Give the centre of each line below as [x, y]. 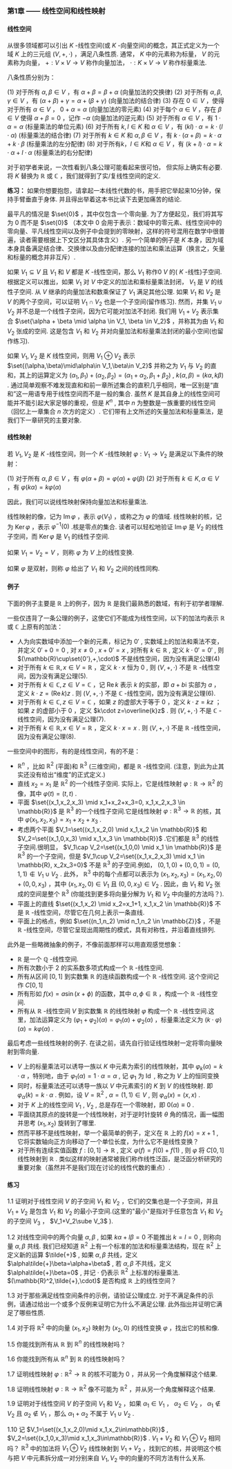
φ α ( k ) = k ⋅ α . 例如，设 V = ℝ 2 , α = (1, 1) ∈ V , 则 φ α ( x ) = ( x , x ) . [108, 1095]
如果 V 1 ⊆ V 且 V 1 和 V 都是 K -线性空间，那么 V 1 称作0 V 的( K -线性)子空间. [115, 272]
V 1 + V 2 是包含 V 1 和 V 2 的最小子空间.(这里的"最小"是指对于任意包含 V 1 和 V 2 [115, 1212]
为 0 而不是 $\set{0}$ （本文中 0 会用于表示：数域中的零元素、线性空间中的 [115, 223]
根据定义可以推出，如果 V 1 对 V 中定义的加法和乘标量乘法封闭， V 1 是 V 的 [112, 283]
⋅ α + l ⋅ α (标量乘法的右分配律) [50, 153]
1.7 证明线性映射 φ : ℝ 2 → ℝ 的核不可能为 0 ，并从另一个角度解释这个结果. [113, 1373]
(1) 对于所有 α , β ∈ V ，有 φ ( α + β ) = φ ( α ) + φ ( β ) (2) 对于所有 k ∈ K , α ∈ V [113, 478]
